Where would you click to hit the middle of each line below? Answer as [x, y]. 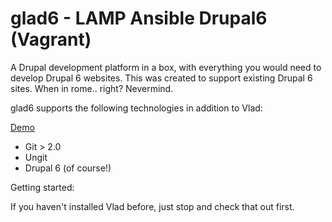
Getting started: [42, 187]
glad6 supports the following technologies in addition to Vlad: [136, 108]
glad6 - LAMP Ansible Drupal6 [139, 18]
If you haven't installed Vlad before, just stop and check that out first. [152, 206]
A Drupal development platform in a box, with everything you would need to [166, 67]
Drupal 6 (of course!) [68, 168]
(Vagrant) [51, 39]
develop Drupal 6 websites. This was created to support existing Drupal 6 [161, 78]
